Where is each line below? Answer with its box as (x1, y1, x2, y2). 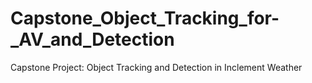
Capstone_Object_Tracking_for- (10, 7, 280, 30)
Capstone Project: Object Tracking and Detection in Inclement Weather (10, 61, 303, 73)
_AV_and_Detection (10, 28, 175, 51)
